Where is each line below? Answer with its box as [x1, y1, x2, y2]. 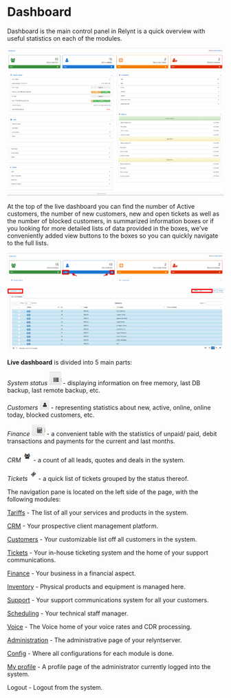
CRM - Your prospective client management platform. [7, 522, 159, 531]
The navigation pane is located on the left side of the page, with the [7, 488, 199, 496]
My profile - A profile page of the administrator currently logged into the [7, 663, 211, 671]
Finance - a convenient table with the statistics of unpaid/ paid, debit [7, 430, 217, 438]
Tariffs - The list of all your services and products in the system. [7, 509, 188, 517]
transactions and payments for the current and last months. [7, 437, 175, 445]
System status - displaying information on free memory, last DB [7, 379, 201, 387]
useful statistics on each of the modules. [7, 34, 122, 42]
